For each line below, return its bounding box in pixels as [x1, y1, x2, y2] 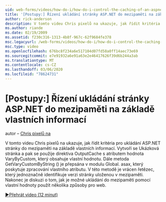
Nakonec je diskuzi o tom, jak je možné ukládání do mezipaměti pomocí [5, 177, 151, 183]
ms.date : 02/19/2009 [5, 30, 48, 35]
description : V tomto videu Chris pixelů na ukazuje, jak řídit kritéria [5, 21, 161, 26]
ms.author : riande [5, 26, 43, 31]
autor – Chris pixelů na [5, 130, 51, 136]
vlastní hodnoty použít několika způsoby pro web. [5, 182, 107, 188]
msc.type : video [5, 44, 39, 49]
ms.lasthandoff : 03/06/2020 [5, 67, 63, 72]
